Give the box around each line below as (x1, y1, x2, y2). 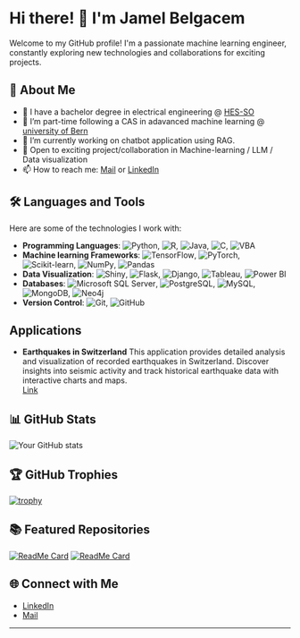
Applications (9, 322, 82, 338)
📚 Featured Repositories (9, 523, 150, 538)
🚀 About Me (9, 82, 76, 98)
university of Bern (21, 125, 88, 136)
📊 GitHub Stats (9, 412, 96, 427)
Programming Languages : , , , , (21, 240, 229, 251)
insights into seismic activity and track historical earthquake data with (21, 366, 279, 377)
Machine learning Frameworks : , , (21, 250, 241, 260)
